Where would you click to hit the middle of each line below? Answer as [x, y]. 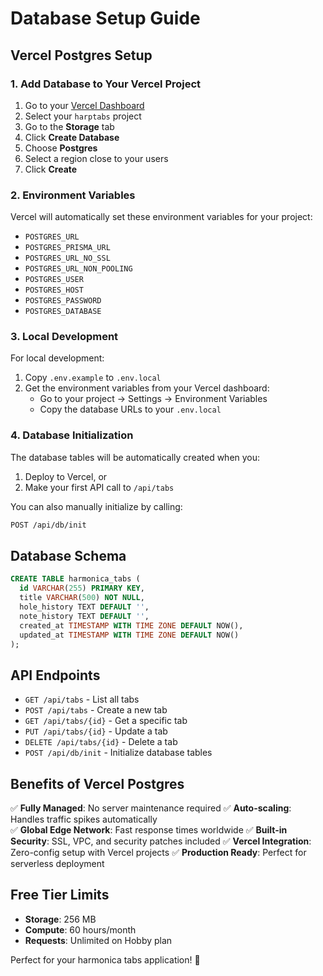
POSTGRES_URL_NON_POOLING [78, 269]
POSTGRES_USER [54, 280]
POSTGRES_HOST [54, 290]
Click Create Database [72, 137]
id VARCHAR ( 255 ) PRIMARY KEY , [82, 588]
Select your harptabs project [83, 116]
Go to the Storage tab [69, 126]
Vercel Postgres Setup [81, 55]
